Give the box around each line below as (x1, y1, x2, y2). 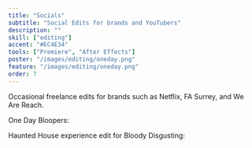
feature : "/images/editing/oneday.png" (8, 63, 139, 71)
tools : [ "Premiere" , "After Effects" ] (8, 48, 135, 56)
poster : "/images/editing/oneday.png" (8, 56, 135, 64)
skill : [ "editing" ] (8, 33, 72, 42)
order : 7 (8, 70, 37, 78)
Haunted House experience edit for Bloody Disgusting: (8, 131, 185, 140)
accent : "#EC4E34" (8, 41, 69, 49)
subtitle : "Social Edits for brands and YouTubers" (8, 19, 181, 27)
